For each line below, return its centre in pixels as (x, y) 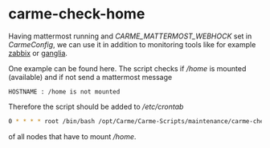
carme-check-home (77, 14)
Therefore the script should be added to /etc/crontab (96, 106)
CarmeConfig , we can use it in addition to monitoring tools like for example (132, 44)
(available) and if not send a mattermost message (90, 77)
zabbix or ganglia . (38, 53)
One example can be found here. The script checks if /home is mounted (127, 68)
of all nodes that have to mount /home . (72, 136)
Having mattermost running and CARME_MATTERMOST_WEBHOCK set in (130, 36)
